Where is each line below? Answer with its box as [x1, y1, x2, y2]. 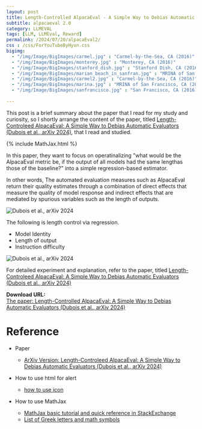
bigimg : [6, 48, 26, 54]
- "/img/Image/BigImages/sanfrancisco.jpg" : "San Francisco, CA [11, 87, 179, 93]
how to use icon [23, 386, 64, 393]
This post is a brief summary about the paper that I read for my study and [6, 109, 188, 116]
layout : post [6, 8, 39, 15]
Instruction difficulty [14, 243, 65, 250]
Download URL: [6, 291, 46, 298]
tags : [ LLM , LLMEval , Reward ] [6, 31, 82, 37]
